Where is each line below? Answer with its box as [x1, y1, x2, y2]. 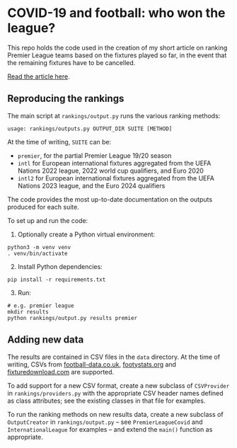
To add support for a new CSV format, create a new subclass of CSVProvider [7, 381, 230, 390]
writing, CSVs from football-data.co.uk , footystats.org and [7, 360, 177, 369]
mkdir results [7, 308, 50, 316]
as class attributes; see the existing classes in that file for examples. [7, 396, 206, 405]
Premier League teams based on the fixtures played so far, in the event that [7, 51, 227, 59]
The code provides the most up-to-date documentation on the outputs [7, 195, 213, 203]
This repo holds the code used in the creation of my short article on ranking [7, 43, 228, 52]
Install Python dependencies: [17, 262, 103, 270]
